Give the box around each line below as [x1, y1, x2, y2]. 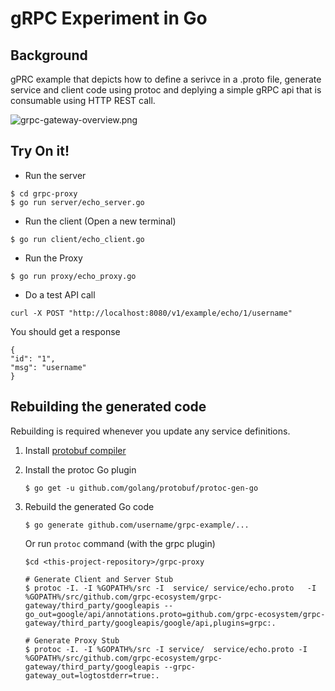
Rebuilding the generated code [10, 398, 207, 416]
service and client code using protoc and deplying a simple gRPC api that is [10, 84, 322, 96]
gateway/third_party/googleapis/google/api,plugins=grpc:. [24, 618, 277, 628]
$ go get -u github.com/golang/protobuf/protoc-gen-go [24, 483, 259, 493]
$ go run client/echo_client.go [10, 234, 145, 244]
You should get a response [10, 325, 121, 337]
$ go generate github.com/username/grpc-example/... [24, 520, 250, 530]
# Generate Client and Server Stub [24, 574, 174, 584]
